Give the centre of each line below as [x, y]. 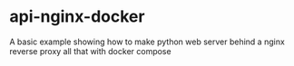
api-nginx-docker [77, 17]
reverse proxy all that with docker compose [90, 51]
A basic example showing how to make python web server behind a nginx [147, 42]
